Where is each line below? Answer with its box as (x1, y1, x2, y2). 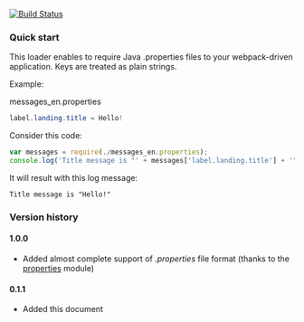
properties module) (22, 263, 95, 274)
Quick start (9, 31, 61, 43)
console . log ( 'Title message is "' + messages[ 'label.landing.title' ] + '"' (9, 156, 301, 166)
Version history (9, 211, 79, 223)
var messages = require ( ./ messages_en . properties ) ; (9, 147, 208, 157)
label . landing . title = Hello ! (9, 114, 124, 123)
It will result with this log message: (9, 172, 138, 183)
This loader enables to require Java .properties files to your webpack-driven (9, 52, 293, 62)
